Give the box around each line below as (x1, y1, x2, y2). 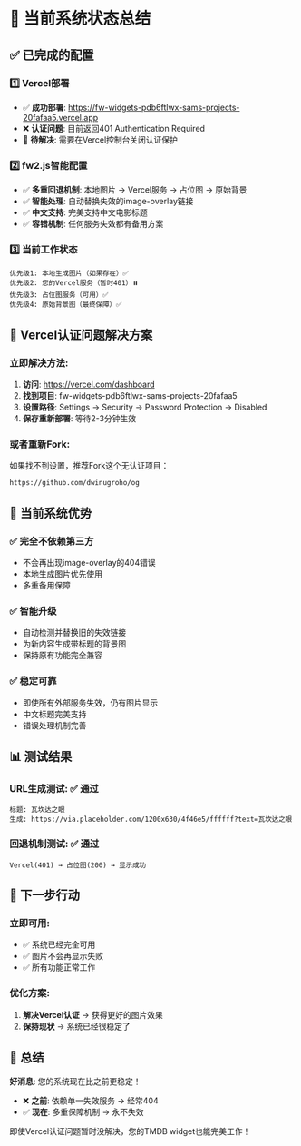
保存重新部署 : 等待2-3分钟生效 (22, 413, 137, 424)
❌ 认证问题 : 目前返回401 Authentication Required (22, 123, 206, 133)
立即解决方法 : (9, 356, 69, 369)
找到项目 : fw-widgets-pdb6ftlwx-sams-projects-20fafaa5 (22, 390, 238, 401)
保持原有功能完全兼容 (22, 650, 102, 661)
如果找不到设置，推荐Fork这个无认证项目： (9, 460, 170, 471)
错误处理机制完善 (22, 719, 87, 731)
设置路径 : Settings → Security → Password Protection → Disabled (22, 401, 267, 413)
